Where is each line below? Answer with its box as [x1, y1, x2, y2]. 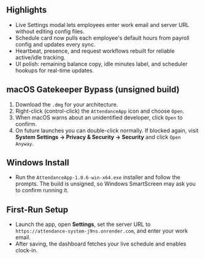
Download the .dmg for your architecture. [15, 100, 118, 108]
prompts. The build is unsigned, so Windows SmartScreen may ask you [15, 180, 196, 187]
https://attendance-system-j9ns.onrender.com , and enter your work [15, 227, 188, 235]
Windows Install [6, 157, 69, 168]
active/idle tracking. [15, 53, 66, 61]
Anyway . [15, 140, 34, 147]
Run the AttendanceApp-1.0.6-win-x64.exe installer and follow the [15, 174, 180, 181]
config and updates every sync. [15, 40, 96, 48]
